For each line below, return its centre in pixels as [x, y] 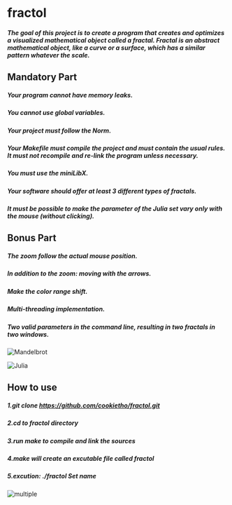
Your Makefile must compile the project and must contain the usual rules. [116, 148]
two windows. [28, 334]
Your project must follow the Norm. [59, 130]
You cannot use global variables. [56, 113]
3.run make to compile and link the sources [72, 440]
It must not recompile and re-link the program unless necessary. [103, 155]
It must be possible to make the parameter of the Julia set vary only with [115, 209]
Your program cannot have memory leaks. [70, 95]
